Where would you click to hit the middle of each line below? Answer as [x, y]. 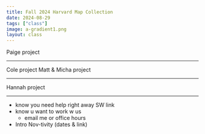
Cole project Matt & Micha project [49, 70]
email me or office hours [55, 118]
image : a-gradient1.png [37, 29]
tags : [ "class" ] [27, 23]
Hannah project [26, 87]
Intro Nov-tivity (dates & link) [51, 125]
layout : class [24, 35]
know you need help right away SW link [65, 105]
